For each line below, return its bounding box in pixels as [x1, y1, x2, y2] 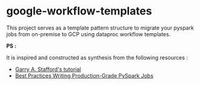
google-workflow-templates [6, 4, 153, 18]
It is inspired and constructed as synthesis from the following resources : [6, 54, 188, 61]
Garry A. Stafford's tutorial [15, 65, 81, 73]
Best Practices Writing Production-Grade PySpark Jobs [15, 72, 153, 79]
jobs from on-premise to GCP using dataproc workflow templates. [6, 30, 171, 37]
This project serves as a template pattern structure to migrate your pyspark [6, 24, 194, 31]
